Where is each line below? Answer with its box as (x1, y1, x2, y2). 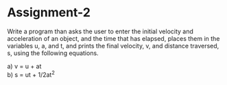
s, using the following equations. (7, 49, 99, 57)
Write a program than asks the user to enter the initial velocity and (7, 27, 194, 35)
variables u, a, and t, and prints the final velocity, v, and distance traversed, (7, 41, 219, 50)
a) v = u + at (7, 62, 42, 70)
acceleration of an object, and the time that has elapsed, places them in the (7, 34, 220, 42)
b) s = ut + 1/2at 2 (7, 69, 55, 79)
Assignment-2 (7, 5, 91, 20)
